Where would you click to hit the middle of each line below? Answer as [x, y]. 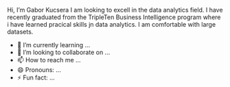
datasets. [20, 32]
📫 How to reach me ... [49, 60]
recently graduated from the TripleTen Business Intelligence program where [114, 17]
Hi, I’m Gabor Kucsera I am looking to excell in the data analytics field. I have [115, 10]
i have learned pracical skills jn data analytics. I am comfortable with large [112, 24]
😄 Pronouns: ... [39, 70]
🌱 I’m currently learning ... [54, 45]
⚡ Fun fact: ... [36, 77]
